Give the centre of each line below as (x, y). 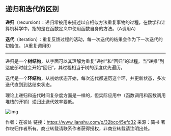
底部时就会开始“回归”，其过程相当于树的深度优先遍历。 (67, 67)
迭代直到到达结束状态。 (30, 84)
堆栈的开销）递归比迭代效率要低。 (41, 101)
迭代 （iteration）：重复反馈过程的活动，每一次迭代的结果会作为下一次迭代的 (84, 39)
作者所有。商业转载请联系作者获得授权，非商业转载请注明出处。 (85, 128)
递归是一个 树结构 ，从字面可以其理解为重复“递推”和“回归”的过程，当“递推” (82, 61)
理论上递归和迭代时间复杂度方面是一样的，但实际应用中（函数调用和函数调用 (85, 95)
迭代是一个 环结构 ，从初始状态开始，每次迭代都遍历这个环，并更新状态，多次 (85, 78)
